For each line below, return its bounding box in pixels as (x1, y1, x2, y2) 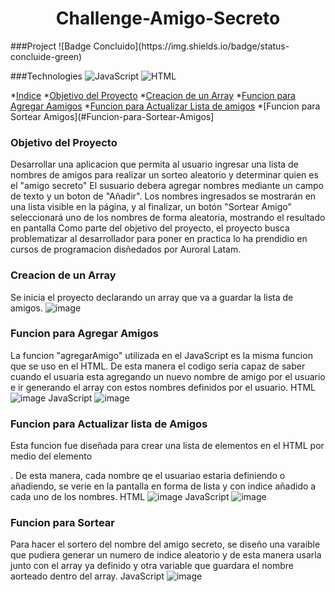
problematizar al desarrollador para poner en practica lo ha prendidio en (10, 233, 308, 245)
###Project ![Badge (10, 40, 92, 52)
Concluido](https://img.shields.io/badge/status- (93, 40, 290, 52)
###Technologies (10, 70, 83, 82)
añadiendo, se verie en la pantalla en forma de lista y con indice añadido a (10, 480, 317, 492)
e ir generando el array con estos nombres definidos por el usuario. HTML (10, 381, 317, 393)
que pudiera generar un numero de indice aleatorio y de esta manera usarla (10, 549, 322, 561)
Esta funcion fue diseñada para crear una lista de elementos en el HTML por (10, 440, 325, 452)
